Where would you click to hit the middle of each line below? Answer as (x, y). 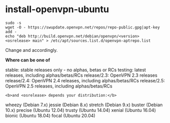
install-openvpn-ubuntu (57, 9)
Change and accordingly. (31, 50)
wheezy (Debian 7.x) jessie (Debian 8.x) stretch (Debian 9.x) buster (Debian (84, 105)
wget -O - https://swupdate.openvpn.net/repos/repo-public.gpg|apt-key (82, 27)
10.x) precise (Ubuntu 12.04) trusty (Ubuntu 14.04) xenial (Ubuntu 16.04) (81, 110)
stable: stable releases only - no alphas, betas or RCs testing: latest (76, 70)
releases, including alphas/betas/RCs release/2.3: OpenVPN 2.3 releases (81, 75)
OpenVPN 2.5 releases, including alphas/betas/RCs (59, 86)
